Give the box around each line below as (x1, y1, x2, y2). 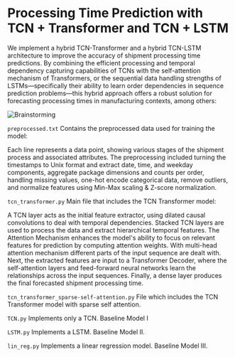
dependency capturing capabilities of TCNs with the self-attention (7, 66, 201, 75)
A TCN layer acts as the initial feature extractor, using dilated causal (7, 211, 206, 219)
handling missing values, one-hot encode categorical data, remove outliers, (7, 176, 229, 184)
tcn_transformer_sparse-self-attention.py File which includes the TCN (7, 292, 219, 301)
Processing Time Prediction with (7, 5, 204, 21)
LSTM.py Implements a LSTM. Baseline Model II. (7, 327, 146, 336)
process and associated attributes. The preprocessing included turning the (7, 153, 226, 161)
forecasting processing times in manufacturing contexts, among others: (7, 96, 217, 105)
